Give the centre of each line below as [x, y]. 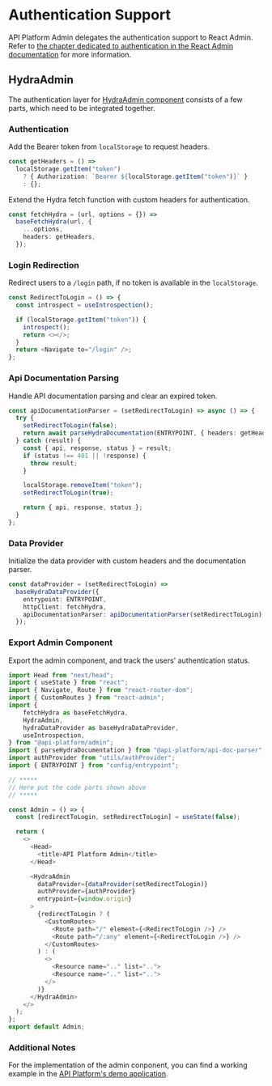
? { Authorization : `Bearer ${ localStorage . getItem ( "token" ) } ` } [136, 176]
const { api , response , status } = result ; [98, 448]
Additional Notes [42, 1048]
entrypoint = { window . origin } [85, 899]
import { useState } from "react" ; [68, 683]
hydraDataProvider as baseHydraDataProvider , [101, 728]
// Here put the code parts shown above [78, 787]
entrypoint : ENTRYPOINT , [65, 599]
